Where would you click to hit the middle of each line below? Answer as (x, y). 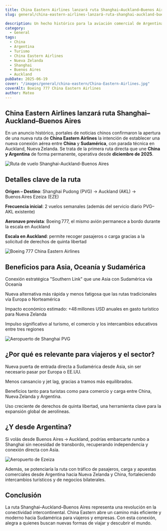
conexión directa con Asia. (32, 450)
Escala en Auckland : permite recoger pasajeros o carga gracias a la (75, 236)
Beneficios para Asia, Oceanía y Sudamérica (75, 267)
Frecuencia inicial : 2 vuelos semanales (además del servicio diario (74, 206)
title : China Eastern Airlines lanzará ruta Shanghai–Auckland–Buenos (80, 10)
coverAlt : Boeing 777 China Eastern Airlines (53, 88)
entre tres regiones (25, 329)
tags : (11, 37)
